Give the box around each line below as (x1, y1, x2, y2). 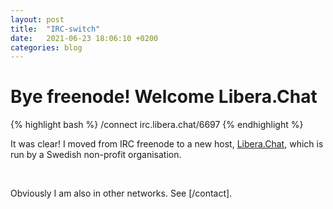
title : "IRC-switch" (10, 24, 101, 34)
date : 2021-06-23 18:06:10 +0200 (10, 33, 159, 43)
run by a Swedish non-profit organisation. (10, 149, 182, 161)
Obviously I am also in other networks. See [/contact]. (10, 187, 233, 200)
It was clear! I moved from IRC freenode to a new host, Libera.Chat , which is (10, 138, 324, 150)
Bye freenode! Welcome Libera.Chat (10, 86, 318, 108)
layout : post (10, 14, 65, 25)
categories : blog (10, 42, 83, 53)
